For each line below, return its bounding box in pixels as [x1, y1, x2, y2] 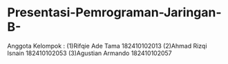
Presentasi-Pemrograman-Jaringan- [7, 5, 222, 20]
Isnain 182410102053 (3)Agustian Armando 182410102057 [7, 49, 173, 57]
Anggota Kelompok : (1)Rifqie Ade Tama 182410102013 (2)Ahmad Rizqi [7, 42, 207, 50]
